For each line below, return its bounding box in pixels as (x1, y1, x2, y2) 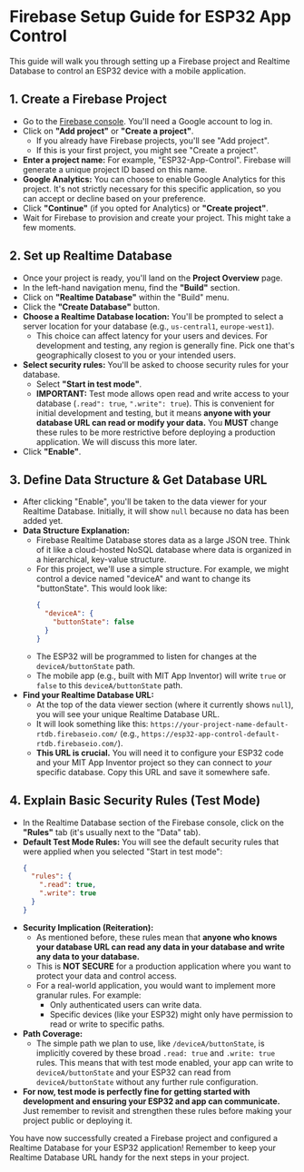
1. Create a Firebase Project (9, 92, 168, 107)
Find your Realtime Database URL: (22, 689, 154, 700)
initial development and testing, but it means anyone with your (35, 407, 271, 419)
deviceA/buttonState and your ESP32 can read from (35, 1067, 231, 1078)
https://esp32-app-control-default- (141, 729, 279, 739)
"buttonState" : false (53, 617, 134, 627)
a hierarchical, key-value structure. (35, 554, 167, 565)
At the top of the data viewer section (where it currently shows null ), (35, 699, 294, 710)
